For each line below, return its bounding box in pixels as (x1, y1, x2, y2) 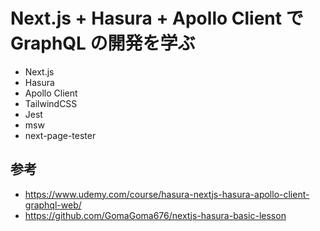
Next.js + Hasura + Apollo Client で (10, 7, 304, 30)
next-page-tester (24, 129, 97, 141)
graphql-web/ (24, 199, 82, 211)
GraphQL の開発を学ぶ (10, 32, 196, 55)
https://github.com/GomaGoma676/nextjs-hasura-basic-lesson (24, 209, 287, 221)
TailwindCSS (24, 97, 78, 109)
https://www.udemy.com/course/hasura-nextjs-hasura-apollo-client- (24, 188, 310, 200)
